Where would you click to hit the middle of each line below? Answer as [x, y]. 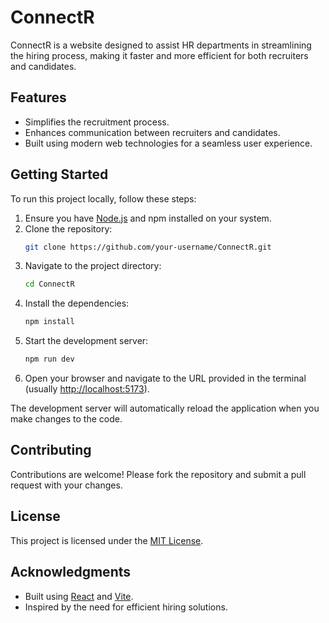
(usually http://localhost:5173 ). [87, 389]
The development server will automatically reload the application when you [165, 408]
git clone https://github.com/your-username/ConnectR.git [148, 247]
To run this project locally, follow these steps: [103, 198]
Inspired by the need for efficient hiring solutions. [126, 607]
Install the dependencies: [77, 303]
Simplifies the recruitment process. [97, 122]
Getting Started [59, 174]
